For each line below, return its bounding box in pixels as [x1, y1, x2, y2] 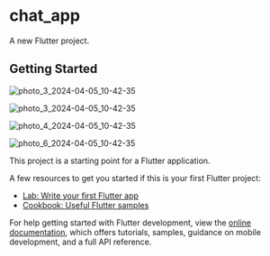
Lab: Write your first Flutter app [22, 190, 139, 201]
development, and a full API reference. [9, 236, 152, 247]
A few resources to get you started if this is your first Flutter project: [9, 172, 261, 183]
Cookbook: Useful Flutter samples [22, 199, 149, 210]
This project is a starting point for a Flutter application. [9, 155, 211, 166]
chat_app [9, 5, 81, 26]
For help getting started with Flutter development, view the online [9, 217, 252, 228]
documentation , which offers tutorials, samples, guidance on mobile [9, 226, 261, 237]
